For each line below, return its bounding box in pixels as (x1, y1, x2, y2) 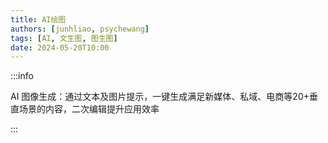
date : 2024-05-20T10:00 (10, 42, 110, 53)
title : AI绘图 (10, 14, 67, 25)
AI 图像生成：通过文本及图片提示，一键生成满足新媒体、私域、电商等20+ (10, 91, 310, 103)
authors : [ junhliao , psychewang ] (10, 24, 150, 34)
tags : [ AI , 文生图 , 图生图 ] (10, 33, 118, 43)
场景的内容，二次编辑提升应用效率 (18, 103, 160, 115)
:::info (10, 70, 34, 82)
